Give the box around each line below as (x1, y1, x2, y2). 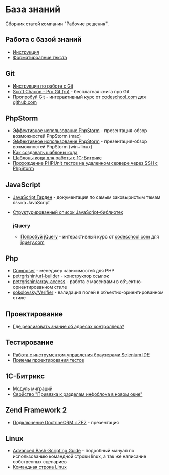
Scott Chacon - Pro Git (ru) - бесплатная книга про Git (12, 88, 130, 94)
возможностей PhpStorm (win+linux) (12, 144, 93, 150)
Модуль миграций (12, 385, 53, 392)
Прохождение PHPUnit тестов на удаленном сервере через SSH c (12, 160, 158, 166)
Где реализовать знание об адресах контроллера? (12, 323, 124, 330)
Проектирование (5, 310, 63, 318)
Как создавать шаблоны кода (12, 149, 78, 156)
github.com (12, 99, 37, 105)
